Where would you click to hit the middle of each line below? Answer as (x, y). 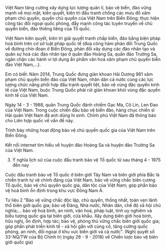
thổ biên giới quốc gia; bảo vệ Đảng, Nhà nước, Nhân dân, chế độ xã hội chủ (83, 205)
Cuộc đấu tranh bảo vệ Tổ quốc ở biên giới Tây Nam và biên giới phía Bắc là (82, 175)
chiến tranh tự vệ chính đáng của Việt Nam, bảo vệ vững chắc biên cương (80, 180)
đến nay (21, 165)
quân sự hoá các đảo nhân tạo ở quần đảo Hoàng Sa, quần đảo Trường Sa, (81, 54)
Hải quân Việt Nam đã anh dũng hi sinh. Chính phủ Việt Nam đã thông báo (81, 115)
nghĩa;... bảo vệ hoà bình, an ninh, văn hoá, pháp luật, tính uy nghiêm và (79, 211)
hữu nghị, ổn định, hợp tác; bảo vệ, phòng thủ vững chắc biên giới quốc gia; (83, 221)
